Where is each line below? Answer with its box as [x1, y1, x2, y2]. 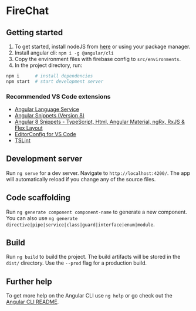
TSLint [14, 137, 31, 144]
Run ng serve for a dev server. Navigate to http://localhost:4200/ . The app [6, 169, 191, 177]
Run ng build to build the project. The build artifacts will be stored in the [6, 253, 181, 261]
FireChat [6, 4, 49, 18]
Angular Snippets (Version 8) [14, 112, 85, 119]
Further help [6, 276, 53, 286]
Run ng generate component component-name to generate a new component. [6, 208, 188, 215]
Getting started [6, 28, 63, 38]
